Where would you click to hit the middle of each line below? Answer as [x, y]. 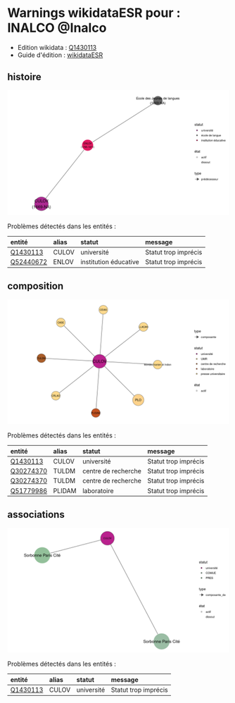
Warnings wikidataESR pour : [94, 13]
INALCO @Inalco [57, 28]
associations [36, 515]
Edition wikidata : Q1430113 [57, 47]
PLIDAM [65, 490]
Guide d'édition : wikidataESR [60, 55]
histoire [25, 77]
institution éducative [110, 262]
